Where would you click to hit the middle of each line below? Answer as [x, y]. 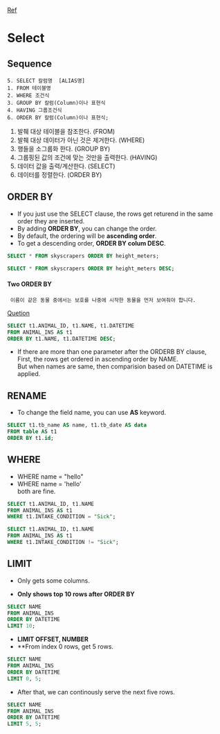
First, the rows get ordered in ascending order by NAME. [98, 359]
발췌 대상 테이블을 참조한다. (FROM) [66, 131]
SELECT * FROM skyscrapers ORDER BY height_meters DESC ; [91, 268]
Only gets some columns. [53, 580]
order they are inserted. [51, 221]
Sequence [30, 63]
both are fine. [36, 491]
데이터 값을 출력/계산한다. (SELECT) [66, 166]
